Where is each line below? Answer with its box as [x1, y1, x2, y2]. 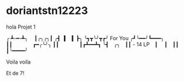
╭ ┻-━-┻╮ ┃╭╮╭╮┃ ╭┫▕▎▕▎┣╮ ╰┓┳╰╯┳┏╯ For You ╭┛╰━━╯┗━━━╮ [6, 34, 164, 41]
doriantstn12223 [6, 4, 88, 17]
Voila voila [6, 58, 31, 65]
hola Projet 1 [6, 23, 36, 30]
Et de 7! [6, 69, 25, 76]
